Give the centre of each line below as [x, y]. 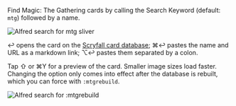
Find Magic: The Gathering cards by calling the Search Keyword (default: [114, 10]
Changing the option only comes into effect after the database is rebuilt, [113, 74]
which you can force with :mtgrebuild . [64, 81]
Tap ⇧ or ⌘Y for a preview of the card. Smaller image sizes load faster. [112, 66]
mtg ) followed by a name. [44, 18]
